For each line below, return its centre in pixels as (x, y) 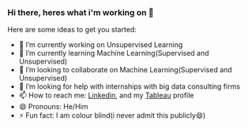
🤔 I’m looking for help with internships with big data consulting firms (130, 86)
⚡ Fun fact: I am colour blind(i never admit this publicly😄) (112, 115)
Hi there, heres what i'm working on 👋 (81, 13)
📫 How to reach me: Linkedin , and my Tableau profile (106, 95)
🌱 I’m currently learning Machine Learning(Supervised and (114, 53)
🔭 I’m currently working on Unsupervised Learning (101, 45)
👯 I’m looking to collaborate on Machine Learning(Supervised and (125, 70)
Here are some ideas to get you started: (72, 30)
